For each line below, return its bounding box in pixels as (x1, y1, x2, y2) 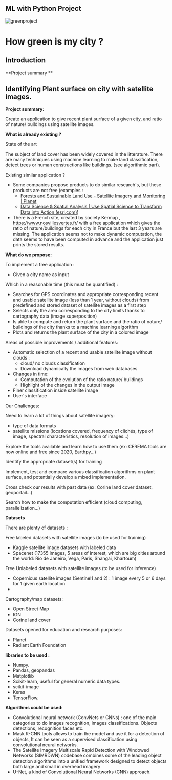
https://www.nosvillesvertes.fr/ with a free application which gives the (12, 220, 161, 226)
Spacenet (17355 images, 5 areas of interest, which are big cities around (12, 550, 165, 556)
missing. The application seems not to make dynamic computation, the (12, 231, 162, 237)
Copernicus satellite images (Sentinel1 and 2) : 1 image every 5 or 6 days (12, 575, 166, 581)
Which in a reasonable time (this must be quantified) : (5, 281, 118, 288)
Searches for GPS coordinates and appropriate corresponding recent (12, 291, 159, 298)
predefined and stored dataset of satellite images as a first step (12, 302, 147, 308)
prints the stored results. (12, 242, 65, 248)
